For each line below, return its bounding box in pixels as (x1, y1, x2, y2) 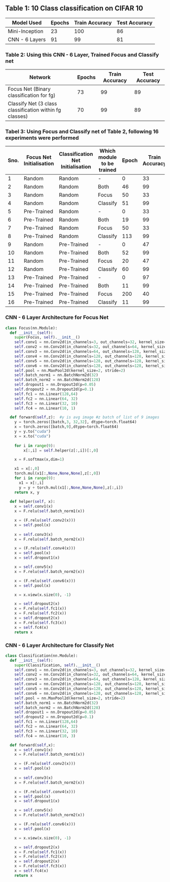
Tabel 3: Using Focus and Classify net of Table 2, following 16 (5, 128, 159, 135)
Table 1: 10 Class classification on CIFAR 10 (5, 4, 143, 13)
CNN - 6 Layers (8, 36, 46, 43)
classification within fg (8, 107, 61, 114)
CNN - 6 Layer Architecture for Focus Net (5, 314, 109, 321)
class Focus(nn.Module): (5, 325, 58, 330)
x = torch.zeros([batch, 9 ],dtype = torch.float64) (14, 424, 119, 429)
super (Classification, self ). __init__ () (14, 662, 101, 668)
